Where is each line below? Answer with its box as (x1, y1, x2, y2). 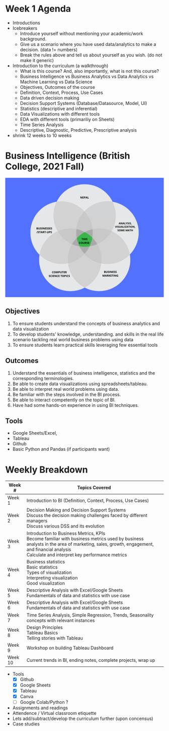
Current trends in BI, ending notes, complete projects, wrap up (26, 657, 155, 663)
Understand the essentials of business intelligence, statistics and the (12, 370, 155, 376)
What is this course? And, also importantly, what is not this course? (20, 68, 159, 74)
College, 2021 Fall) (5, 161, 84, 172)
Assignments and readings (12, 705, 68, 711)
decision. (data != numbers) (20, 46, 78, 53)
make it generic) (20, 57, 54, 63)
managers (26, 518, 48, 524)
